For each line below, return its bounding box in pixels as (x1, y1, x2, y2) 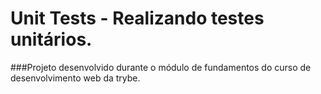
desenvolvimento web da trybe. (10, 72, 141, 84)
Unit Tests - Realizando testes (10, 7, 265, 30)
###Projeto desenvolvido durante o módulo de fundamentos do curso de (10, 61, 312, 73)
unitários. (10, 28, 93, 51)
